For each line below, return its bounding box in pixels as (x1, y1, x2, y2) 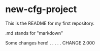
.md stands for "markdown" (5, 30, 63, 36)
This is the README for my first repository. (5, 20, 95, 26)
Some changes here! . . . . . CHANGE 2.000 (5, 39, 95, 46)
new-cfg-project (5, 4, 77, 15)
